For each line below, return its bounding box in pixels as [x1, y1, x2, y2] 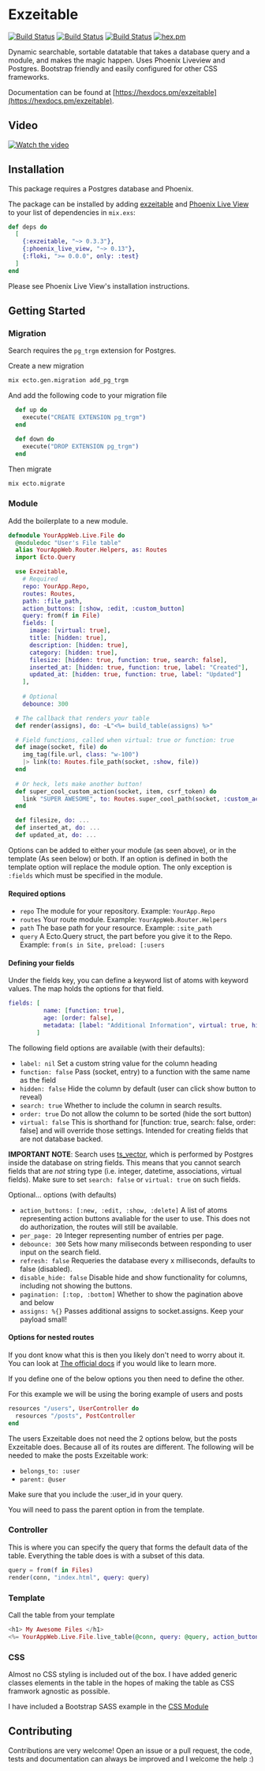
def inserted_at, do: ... [15, 824, 101, 832]
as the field [19, 1075, 57, 1084]
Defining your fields [8, 958, 75, 967]
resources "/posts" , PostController [15, 1412, 136, 1420]
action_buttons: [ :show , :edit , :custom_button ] [22, 604, 185, 612]
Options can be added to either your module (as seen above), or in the [8, 845, 237, 855]
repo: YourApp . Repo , [22, 582, 90, 590]
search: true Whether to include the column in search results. [19, 1100, 222, 1110]
